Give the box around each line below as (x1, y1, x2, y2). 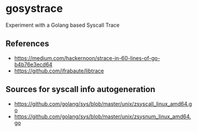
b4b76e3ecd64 (14, 61, 53, 68)
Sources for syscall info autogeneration (5, 84, 156, 95)
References (5, 39, 49, 49)
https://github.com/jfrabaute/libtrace (14, 67, 105, 74)
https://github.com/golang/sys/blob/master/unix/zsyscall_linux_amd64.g (14, 100, 193, 107)
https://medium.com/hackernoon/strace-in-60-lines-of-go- (14, 54, 161, 61)
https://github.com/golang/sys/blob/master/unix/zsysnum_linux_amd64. (14, 112, 191, 120)
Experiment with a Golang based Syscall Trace (5, 21, 120, 29)
